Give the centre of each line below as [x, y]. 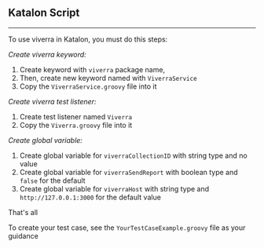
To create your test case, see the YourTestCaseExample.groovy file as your [127, 228]
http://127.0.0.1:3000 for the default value [90, 197]
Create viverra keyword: [47, 54]
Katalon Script [44, 13]
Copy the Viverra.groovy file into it [76, 125]
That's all [23, 212]
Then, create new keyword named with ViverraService [108, 78]
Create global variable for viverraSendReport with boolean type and [128, 172]
